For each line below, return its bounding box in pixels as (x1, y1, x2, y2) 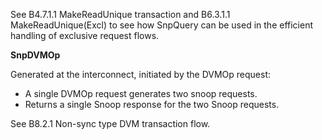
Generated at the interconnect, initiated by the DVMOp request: (10, 69, 272, 80)
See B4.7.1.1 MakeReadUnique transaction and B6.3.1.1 (10, 9, 231, 20)
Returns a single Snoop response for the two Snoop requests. (24, 99, 280, 110)
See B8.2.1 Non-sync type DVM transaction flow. (10, 118, 211, 129)
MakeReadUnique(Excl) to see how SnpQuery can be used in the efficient (10, 19, 314, 31)
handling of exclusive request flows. (10, 30, 160, 41)
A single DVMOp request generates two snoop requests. (24, 88, 258, 99)
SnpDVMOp (10, 49, 61, 61)
